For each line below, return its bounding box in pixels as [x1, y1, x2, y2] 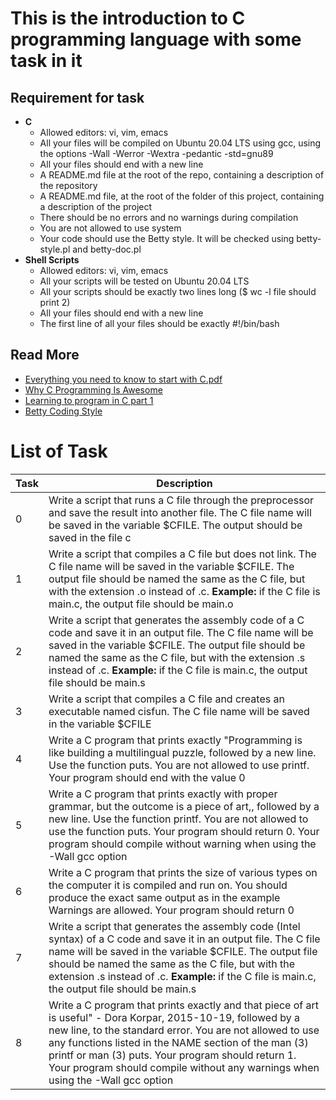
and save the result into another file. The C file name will [48, 505, 312, 519]
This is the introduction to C [10, 7, 246, 30]
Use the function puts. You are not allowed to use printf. [48, 758, 310, 772]
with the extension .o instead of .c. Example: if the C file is [48, 584, 321, 598]
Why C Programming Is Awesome [24, 383, 163, 396]
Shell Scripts [24, 254, 80, 266]
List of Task [10, 440, 108, 462]
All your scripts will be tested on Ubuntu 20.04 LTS [39, 275, 250, 287]
